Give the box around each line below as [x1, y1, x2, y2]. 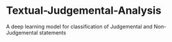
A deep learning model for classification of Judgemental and [6, 23, 153, 30]
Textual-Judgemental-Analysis [6, 4, 161, 17]
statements [39, 29, 66, 36]
